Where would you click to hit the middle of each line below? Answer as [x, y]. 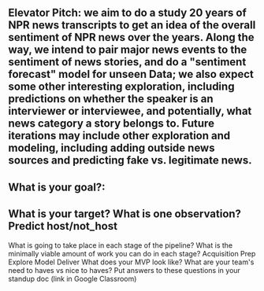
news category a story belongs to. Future [112, 124]
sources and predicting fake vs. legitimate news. [130, 160]
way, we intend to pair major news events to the [128, 50]
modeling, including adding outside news [112, 148]
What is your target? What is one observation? [125, 214]
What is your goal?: [57, 187]
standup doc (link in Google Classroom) [73, 278]
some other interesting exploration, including [121, 87]
